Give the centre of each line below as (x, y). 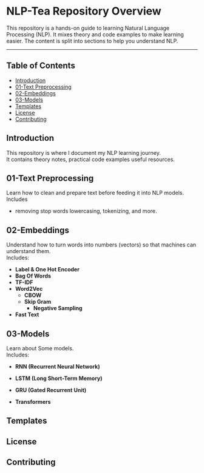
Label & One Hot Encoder (47, 270)
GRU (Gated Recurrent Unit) (51, 390)
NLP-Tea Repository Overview (84, 11)
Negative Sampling (58, 308)
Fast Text (27, 315)
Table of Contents (41, 66)
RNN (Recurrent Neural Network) (57, 366)
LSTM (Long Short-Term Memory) (59, 378)
